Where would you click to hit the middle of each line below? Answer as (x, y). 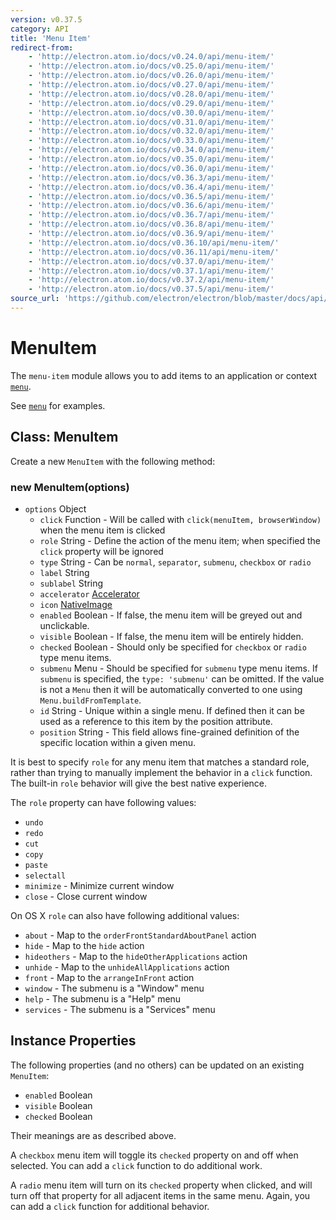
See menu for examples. (58, 405)
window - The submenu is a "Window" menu (114, 988)
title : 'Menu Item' (51, 38)
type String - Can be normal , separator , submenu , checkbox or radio (175, 562)
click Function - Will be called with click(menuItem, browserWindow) (180, 519)
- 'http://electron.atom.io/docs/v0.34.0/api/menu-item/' (151, 150)
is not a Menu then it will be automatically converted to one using (171, 689)
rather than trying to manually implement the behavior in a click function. (161, 772)
